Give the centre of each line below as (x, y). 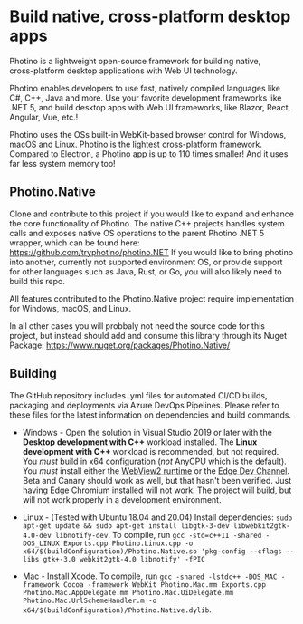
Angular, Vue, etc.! (44, 117)
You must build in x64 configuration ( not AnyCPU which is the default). (154, 461)
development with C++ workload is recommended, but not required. (151, 451)
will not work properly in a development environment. (122, 499)
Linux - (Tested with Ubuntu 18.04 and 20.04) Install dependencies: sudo (157, 517)
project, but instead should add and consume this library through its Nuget (148, 335)
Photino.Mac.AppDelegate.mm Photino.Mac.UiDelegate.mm (128, 592)
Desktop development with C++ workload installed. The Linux (140, 442)
